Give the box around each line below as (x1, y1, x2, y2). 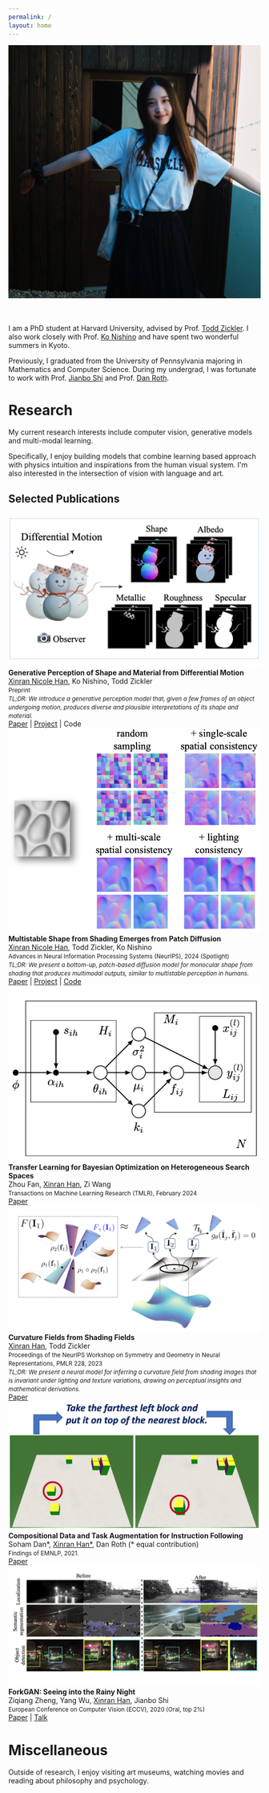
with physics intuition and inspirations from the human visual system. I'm (8, 460, 248, 470)
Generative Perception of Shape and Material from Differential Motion (8, 668, 244, 678)
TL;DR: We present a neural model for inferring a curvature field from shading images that (8, 1368, 257, 1376)
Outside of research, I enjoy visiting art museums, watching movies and (8, 1767, 244, 1777)
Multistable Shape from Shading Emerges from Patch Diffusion (8, 934, 222, 944)
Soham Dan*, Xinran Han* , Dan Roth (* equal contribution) (8, 1539, 199, 1549)
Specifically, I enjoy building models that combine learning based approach (8, 451, 256, 461)
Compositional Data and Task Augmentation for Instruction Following (8, 1530, 243, 1540)
